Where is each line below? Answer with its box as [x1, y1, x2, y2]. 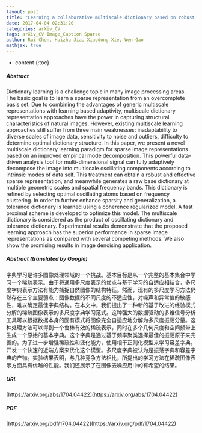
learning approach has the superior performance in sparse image [6, 228, 168, 235]
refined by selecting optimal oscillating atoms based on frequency [6, 190, 170, 198]
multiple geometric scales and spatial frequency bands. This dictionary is [6, 184, 188, 191]
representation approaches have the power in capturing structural [6, 113, 170, 120]
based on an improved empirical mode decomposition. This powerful [6, 152, 177, 159]
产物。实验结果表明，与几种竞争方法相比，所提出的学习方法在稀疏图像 [16, 354, 191, 361]
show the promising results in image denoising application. [6, 241, 152, 249]
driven [6, 158, 22, 166]
